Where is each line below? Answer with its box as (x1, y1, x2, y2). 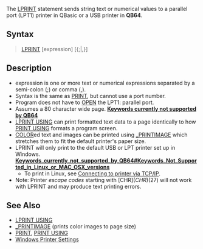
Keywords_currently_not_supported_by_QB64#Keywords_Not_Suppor (15, 156, 198, 164)
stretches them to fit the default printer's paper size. (15, 137, 146, 145)
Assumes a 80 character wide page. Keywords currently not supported (15, 105, 196, 112)
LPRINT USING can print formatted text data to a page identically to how (15, 118, 196, 125)
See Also (6, 200, 41, 211)
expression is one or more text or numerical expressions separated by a (15, 79, 195, 86)
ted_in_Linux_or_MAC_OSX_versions (15, 163, 110, 170)
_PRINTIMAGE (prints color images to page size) (15, 223, 137, 230)
